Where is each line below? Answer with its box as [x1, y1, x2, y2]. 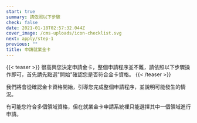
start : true [6, 8, 35, 15]
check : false [6, 19, 38, 25]
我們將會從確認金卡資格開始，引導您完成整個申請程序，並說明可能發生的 [6, 83, 181, 90]
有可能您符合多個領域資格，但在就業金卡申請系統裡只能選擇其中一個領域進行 [6, 103, 191, 110]
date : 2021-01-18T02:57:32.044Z [6, 25, 85, 31]
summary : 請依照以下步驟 [6, 14, 60, 20]
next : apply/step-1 [6, 36, 54, 42]
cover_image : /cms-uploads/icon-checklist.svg [6, 30, 122, 36]
